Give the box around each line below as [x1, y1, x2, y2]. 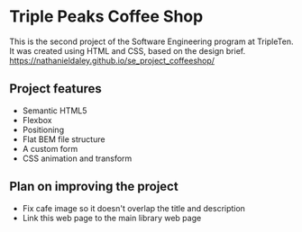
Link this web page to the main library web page [22, 212, 202, 223]
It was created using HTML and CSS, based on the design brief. [9, 45, 246, 56]
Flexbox [22, 114, 52, 125]
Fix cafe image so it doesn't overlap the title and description [22, 202, 246, 213]
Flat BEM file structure [22, 133, 105, 145]
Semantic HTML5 [22, 105, 87, 116]
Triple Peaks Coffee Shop [9, 6, 204, 27]
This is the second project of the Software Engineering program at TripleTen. [9, 36, 294, 47]
